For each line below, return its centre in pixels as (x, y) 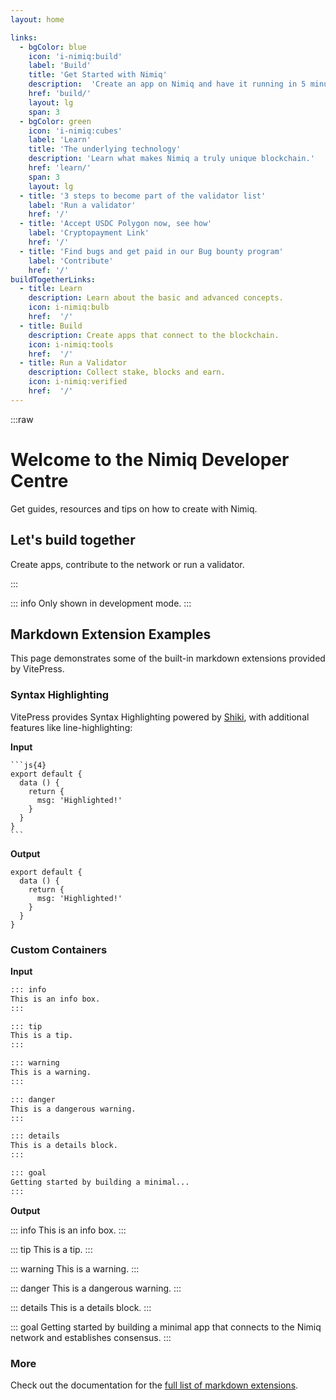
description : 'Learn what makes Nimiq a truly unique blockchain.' (171, 159)
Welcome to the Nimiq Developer (150, 459)
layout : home (37, 19)
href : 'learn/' (60, 168)
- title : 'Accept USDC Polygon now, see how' (116, 224)
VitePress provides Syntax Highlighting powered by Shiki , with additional (160, 717)
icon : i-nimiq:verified (78, 382)
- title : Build (51, 326)
